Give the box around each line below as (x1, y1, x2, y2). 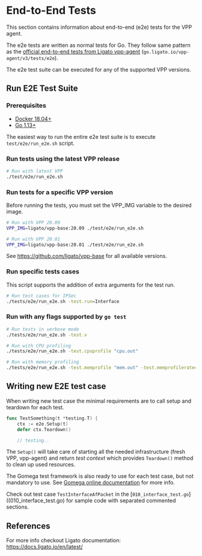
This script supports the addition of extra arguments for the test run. (6, 281, 176, 289)
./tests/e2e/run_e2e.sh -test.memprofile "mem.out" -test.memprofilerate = (6, 365, 198, 371)
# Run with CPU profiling (6, 343, 71, 349)
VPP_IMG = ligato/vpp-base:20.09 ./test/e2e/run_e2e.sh (6, 225, 144, 231)
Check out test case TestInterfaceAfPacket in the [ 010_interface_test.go (6, 490, 189, 498)
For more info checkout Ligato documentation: (6, 537, 121, 544)
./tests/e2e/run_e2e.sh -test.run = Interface (6, 298, 120, 304)
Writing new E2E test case (6, 381, 106, 391)
